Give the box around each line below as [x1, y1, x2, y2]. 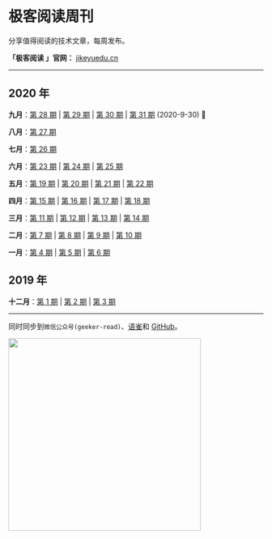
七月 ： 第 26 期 [8, 143, 57, 154]
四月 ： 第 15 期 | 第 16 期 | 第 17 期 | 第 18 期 [8, 195, 151, 205]
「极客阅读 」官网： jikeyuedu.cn [8, 53, 119, 62]
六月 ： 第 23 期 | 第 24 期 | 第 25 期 [8, 161, 124, 171]
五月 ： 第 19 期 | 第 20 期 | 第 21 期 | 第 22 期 [8, 178, 154, 188]
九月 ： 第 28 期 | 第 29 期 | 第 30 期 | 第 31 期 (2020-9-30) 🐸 [8, 109, 206, 119]
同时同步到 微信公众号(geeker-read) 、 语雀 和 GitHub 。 [8, 321, 182, 331]
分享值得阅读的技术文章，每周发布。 [8, 36, 130, 45]
